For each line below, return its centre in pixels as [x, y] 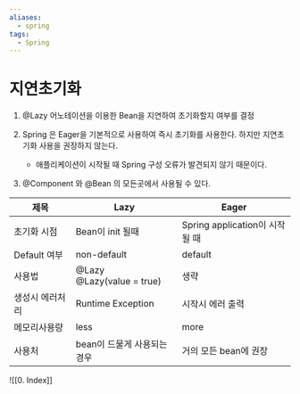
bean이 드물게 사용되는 [121, 344]
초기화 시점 [36, 232]
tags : [19, 34]
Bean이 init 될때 [108, 232]
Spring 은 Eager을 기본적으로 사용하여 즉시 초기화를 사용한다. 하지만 [141, 135]
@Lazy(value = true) [119, 282]
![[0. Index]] [31, 381]
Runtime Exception [115, 304]
